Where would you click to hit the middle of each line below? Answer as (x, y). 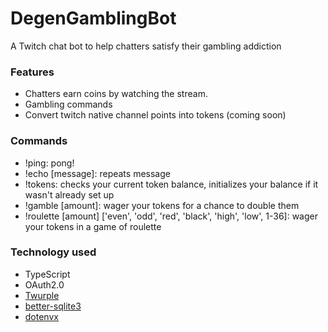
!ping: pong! (49, 163)
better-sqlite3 (53, 306)
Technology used (53, 252)
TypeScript (47, 274)
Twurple (42, 295)
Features (32, 72)
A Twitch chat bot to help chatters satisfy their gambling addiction (146, 46)
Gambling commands (68, 104)
